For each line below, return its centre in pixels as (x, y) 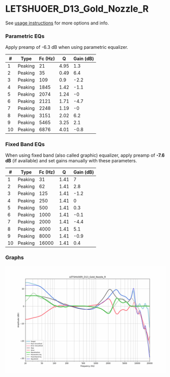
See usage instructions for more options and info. (57, 23)
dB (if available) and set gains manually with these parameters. (71, 161)
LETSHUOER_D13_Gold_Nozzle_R (77, 9)
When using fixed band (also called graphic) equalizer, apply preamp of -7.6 (85, 155)
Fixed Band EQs (25, 144)
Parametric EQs (25, 36)
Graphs (15, 257)
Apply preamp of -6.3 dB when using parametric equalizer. (67, 47)
